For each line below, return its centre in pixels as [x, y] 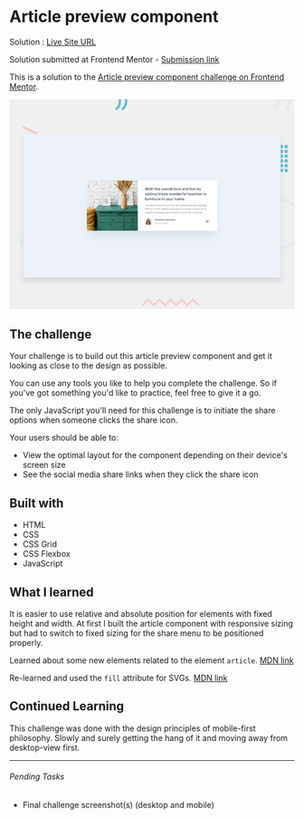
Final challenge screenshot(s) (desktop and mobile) [119, 804]
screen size [44, 465]
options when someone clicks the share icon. [94, 420]
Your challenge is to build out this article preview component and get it [141, 356]
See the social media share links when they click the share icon [141, 474]
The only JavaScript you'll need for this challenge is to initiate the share [142, 411]
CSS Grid [39, 544]
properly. [26, 642]
